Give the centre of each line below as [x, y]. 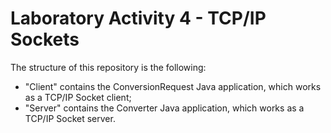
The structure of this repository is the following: [108, 67]
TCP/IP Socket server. [70, 118]
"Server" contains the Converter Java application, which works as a [164, 108]
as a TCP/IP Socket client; [78, 97]
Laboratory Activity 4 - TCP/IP [138, 18]
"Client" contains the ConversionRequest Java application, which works [173, 86]
